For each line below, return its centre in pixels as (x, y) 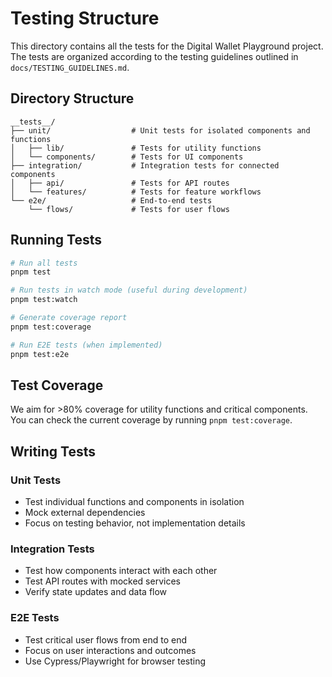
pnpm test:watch (44, 300)
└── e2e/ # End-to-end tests (111, 200)
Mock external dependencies (85, 513)
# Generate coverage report (69, 318)
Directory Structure (72, 98)
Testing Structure (85, 18)
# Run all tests (44, 263)
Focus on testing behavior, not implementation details (135, 523)
